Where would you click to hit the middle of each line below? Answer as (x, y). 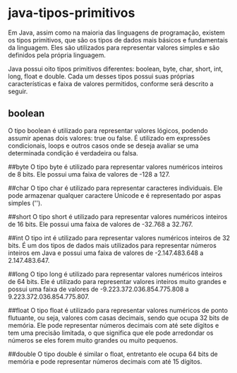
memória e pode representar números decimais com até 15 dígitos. (105, 361)
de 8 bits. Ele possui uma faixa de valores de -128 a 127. (89, 174)
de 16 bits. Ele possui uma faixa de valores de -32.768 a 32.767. (101, 224)
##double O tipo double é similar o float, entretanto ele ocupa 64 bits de (113, 354)
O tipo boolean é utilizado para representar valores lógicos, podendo (108, 130)
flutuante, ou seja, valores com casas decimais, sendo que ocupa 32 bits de (119, 318)
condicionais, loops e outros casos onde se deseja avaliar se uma (103, 146)
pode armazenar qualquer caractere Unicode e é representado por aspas (115, 195)
